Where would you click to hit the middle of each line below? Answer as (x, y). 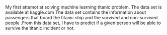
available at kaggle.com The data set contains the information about (76, 12)
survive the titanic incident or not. (40, 28)
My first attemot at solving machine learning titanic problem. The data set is (83, 7)
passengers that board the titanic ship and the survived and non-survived (81, 17)
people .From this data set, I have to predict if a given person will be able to (83, 23)
